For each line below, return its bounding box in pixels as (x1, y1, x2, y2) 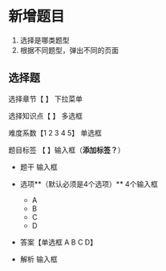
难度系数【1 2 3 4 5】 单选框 (8, 127, 102, 137)
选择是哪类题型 (19, 35, 70, 45)
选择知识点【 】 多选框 (8, 111, 83, 120)
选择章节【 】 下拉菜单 (8, 94, 83, 103)
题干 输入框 (19, 162, 58, 172)
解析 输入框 (19, 254, 58, 264)
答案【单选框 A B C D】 (19, 237, 98, 247)
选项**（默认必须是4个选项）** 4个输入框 (19, 179, 158, 188)
